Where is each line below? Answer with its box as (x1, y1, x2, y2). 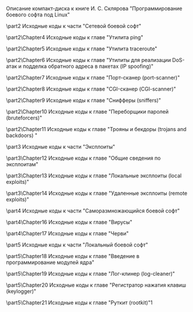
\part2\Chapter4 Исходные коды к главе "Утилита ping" (6, 34, 143, 40)
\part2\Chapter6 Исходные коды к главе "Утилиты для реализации (6, 57, 171, 63)
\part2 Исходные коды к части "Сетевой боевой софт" (6, 23, 142, 29)
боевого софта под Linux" (6, 11, 70, 18)
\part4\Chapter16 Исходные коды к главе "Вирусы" (6, 219, 132, 225)
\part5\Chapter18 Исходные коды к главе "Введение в (6, 253, 140, 259)
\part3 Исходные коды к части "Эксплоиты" (6, 143, 115, 150)
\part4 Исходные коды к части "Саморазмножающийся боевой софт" (6, 207, 180, 214)
